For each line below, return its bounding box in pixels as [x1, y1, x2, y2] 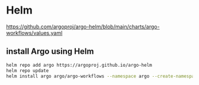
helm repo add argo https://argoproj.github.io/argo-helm [6, 62, 152, 68]
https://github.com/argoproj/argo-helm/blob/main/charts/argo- [6, 23, 160, 30]
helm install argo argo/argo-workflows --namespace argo [6, 73, 150, 79]
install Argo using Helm [6, 47, 94, 57]
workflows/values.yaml [6, 29, 63, 36]
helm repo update [6, 67, 49, 74]
